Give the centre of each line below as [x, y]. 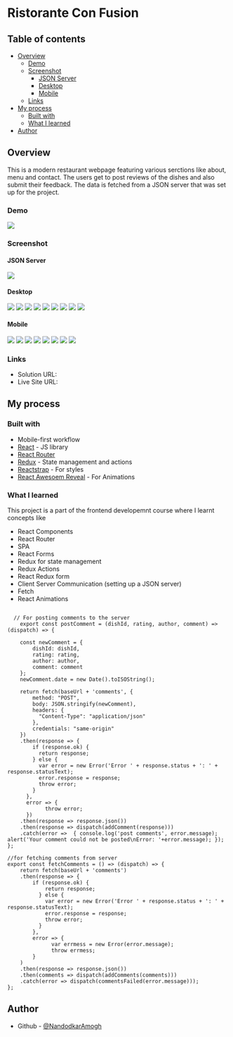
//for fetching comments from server [62, 858]
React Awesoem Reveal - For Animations [76, 477]
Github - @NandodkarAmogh [59, 1026]
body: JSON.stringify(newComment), [85, 704]
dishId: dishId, [56, 648]
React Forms [36, 553]
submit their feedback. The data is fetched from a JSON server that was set [117, 184]
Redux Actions [38, 569]
